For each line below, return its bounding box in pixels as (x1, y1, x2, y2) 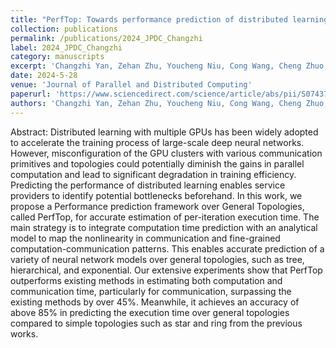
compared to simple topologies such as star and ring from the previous (10, 317, 303, 329)
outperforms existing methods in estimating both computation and (10, 274, 283, 286)
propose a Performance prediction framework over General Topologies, (10, 200, 305, 212)
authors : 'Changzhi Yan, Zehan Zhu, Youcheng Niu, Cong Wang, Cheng (10, 98, 302, 108)
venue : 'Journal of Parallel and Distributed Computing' (10, 80, 253, 90)
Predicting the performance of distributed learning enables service (10, 179, 286, 191)
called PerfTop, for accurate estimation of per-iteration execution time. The (10, 211, 320, 223)
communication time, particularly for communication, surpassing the (10, 285, 292, 297)
